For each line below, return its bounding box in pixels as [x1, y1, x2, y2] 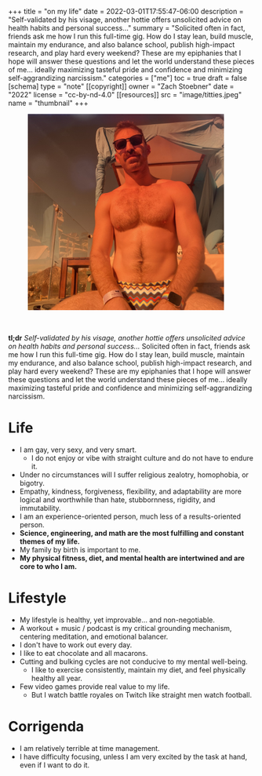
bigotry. [19, 478, 45, 487]
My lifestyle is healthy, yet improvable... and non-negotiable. [19, 615, 216, 625]
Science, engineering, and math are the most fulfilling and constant [19, 528, 245, 537]
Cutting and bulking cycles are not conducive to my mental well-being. [19, 657, 249, 666]
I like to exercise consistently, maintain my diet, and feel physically [31, 665, 246, 674]
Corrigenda [8, 718, 85, 736]
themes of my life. [19, 537, 80, 546]
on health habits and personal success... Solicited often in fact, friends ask [8, 341, 251, 351]
